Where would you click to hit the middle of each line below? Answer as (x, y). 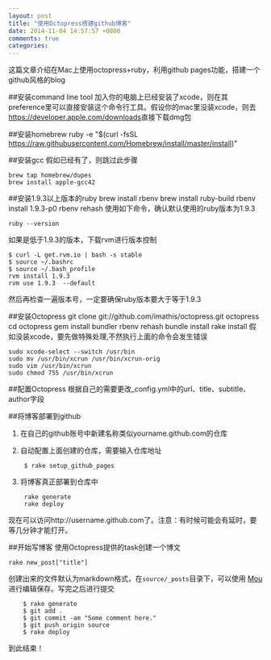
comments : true (34, 38)
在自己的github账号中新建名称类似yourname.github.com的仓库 (124, 433)
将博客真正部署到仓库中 (59, 482)
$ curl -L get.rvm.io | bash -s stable (75, 255)
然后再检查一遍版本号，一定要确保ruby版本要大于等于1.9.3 (105, 299)
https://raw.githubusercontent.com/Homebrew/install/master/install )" (123, 144)
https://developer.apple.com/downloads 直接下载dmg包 (100, 117)
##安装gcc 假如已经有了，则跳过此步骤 (73, 160)
